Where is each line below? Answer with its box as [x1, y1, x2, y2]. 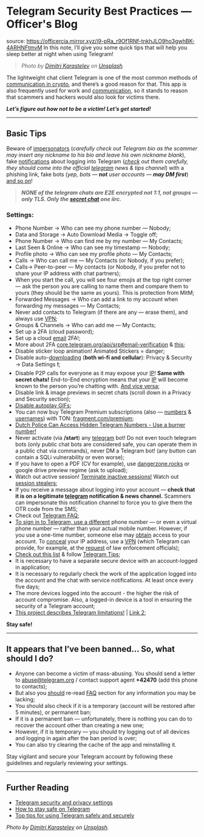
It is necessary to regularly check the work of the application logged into [15, 570, 197, 577]
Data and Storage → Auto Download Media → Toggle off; [15, 231, 158, 238]
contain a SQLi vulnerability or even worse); [15, 454, 124, 461]
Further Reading [6, 783, 69, 793]
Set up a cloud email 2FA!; [15, 334, 81, 342]
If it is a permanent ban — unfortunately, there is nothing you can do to [15, 715, 192, 722]
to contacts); [15, 682, 47, 690]
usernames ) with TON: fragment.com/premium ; [15, 415, 134, 422]
